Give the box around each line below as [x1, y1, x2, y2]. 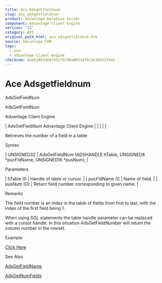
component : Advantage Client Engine [5, 21, 80, 26]
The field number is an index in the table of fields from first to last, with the [5, 200, 156, 206]
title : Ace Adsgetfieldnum [5, 7, 60, 12]
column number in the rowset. [5, 225, 66, 231]
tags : [5, 44, 16, 49]
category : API [5, 30, 34, 35]
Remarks [5, 191, 23, 197]
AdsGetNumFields [5, 273, 42, 279]
